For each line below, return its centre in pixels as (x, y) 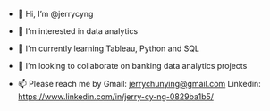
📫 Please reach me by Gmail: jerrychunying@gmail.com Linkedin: (139, 84)
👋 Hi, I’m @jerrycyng (55, 14)
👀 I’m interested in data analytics (78, 31)
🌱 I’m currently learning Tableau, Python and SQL (108, 48)
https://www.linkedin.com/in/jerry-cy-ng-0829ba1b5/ (116, 97)
